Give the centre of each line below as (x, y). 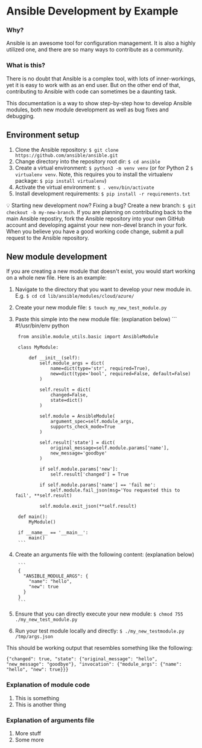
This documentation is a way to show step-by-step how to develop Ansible (99, 103)
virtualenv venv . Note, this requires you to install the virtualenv (94, 174)
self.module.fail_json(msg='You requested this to (115, 490)
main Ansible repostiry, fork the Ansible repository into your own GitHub (96, 218)
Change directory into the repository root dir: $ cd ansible (88, 161)
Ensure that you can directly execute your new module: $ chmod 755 (99, 614)
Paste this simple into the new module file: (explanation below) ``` (96, 320)
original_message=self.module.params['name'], (110, 448)
